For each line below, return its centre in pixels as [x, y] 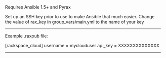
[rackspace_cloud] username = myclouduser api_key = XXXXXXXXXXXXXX [82, 45]
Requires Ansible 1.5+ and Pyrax [38, 7]
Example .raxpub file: [27, 36]
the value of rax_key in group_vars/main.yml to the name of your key [75, 22]
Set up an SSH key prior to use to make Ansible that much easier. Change [80, 16]
